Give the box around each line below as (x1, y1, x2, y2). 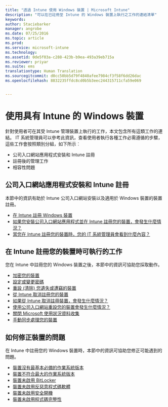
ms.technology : (5, 50, 37, 55)
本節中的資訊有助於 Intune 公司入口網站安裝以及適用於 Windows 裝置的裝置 (5, 195, 163, 201)
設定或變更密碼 (12, 279, 44, 285)
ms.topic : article (5, 36, 44, 41)
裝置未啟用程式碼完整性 (12, 396, 62, 402)
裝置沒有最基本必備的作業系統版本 (12, 364, 84, 371)
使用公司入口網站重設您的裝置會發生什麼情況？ (12, 304, 110, 310)
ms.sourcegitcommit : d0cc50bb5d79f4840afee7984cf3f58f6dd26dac (5, 73, 142, 79)
